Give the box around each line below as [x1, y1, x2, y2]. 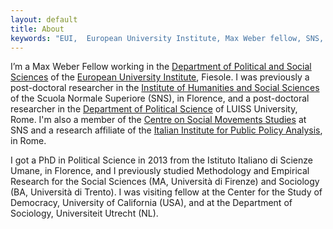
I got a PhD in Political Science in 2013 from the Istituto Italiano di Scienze [10, 154, 313, 166]
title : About [10, 24, 65, 34]
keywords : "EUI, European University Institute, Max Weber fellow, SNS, [10, 33, 325, 43]
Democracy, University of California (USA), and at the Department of [10, 197, 293, 209]
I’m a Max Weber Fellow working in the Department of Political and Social [10, 61, 312, 73]
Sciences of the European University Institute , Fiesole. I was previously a [10, 71, 310, 83]
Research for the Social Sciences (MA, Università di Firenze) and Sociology [10, 176, 320, 188]
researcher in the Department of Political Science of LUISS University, [10, 103, 298, 115]
